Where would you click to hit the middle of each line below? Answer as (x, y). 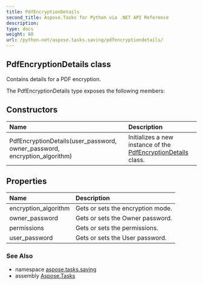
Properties (27, 181)
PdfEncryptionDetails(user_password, (63, 141)
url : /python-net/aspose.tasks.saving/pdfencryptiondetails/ (85, 40)
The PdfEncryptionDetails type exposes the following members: (85, 91)
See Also (20, 256)
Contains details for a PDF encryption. (54, 79)
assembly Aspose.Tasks (45, 275)
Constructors (32, 110)
